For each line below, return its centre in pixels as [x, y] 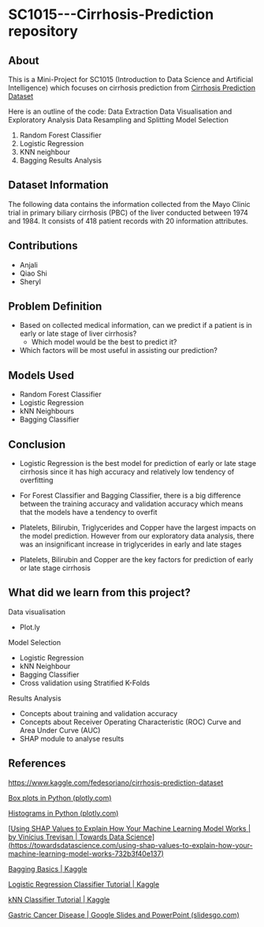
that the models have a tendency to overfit [88, 512]
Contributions [43, 246]
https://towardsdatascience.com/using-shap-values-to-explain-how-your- [132, 845]
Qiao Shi [33, 273]
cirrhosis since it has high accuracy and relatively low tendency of [127, 472]
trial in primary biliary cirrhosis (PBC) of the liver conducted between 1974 [128, 212]
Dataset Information [58, 185]
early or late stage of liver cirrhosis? [78, 334]
